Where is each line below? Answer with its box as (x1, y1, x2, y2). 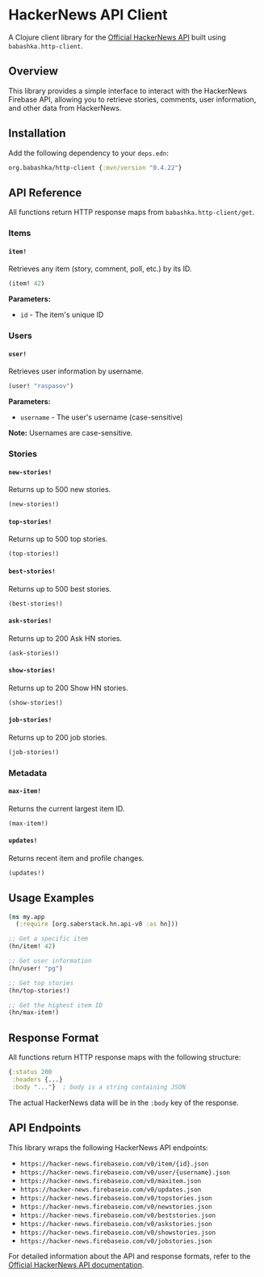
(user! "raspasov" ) (8, 382, 74, 390)
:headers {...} (11, 1075, 63, 1084)
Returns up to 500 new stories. (8, 485, 111, 495)
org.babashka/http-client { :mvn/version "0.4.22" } (8, 163, 182, 171)
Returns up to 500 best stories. (8, 584, 111, 593)
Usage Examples (8, 891, 94, 905)
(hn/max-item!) (8, 1009, 60, 1017)
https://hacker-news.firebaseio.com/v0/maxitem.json (19, 1177, 202, 1185)
